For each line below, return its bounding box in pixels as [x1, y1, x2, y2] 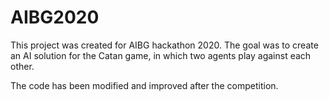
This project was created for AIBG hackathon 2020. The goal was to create [10, 39, 319, 51]
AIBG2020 [10, 6, 100, 29]
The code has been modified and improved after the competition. [10, 79, 279, 91]
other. [10, 60, 35, 72]
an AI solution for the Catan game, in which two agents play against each [10, 49, 312, 61]
